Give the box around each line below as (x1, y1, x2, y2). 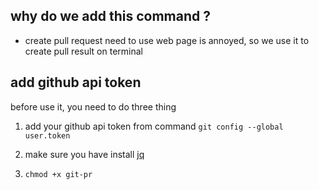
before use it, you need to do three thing (10, 100, 177, 113)
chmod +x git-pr (24, 169, 93, 179)
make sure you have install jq (24, 148, 145, 160)
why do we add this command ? (10, 8, 211, 25)
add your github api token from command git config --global (24, 120, 284, 132)
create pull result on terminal (24, 45, 143, 57)
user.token (24, 130, 71, 141)
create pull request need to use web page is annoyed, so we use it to (24, 34, 310, 46)
